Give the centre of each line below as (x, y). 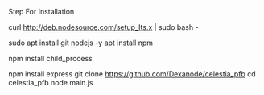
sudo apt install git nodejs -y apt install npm (80, 43)
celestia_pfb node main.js (51, 83)
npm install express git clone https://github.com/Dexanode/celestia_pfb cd (132, 74)
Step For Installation (41, 12)
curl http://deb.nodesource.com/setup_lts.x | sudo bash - (103, 27)
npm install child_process (50, 58)
